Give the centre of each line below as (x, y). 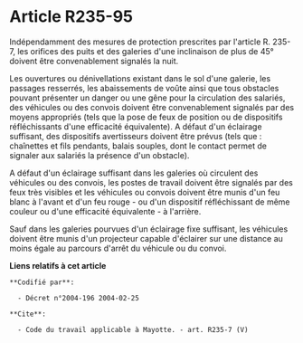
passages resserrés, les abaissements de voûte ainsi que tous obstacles (144, 88)
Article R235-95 (71, 17)
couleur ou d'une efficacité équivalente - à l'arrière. (105, 211)
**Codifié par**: (42, 282)
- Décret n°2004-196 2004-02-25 (79, 298)
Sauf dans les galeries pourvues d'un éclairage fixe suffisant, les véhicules (149, 229)
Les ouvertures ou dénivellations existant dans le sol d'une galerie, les (140, 78)
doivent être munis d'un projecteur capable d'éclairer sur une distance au (146, 238)
